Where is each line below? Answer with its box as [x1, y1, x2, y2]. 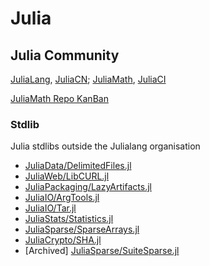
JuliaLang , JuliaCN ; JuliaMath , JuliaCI [10, 73, 167, 85]
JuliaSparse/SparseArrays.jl [24, 223, 140, 236]
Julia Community [10, 47, 120, 64]
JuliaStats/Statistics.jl [24, 213, 114, 225]
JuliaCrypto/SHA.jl [24, 234, 102, 246]
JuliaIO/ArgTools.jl [24, 192, 100, 204]
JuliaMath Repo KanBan [10, 93, 109, 104]
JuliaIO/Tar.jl [24, 202, 77, 214]
